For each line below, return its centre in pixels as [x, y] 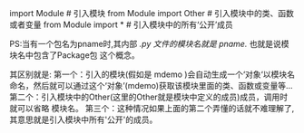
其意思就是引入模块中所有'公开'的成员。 [83, 119]
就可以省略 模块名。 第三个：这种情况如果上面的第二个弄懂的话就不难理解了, [152, 108]
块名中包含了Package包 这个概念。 [75, 55]
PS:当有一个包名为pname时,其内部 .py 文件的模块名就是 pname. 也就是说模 [149, 44]
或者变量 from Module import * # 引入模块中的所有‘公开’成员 [121, 24]
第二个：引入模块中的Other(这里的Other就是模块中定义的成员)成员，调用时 [149, 97]
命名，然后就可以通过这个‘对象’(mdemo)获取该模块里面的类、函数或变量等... [151, 85]
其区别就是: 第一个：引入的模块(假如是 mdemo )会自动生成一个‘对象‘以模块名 [152, 74]
